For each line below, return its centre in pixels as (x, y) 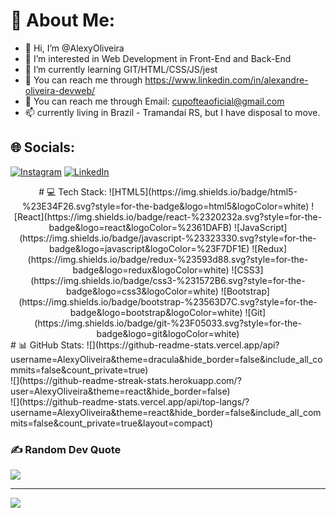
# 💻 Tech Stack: (72, 191)
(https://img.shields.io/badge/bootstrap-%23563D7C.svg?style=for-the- (168, 301)
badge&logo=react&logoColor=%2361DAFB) (140, 227)
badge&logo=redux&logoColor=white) (151, 270)
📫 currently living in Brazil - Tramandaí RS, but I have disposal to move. (172, 112)
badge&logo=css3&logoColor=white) (142, 291)
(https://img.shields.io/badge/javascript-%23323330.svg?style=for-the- (168, 238)
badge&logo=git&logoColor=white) (168, 333)
